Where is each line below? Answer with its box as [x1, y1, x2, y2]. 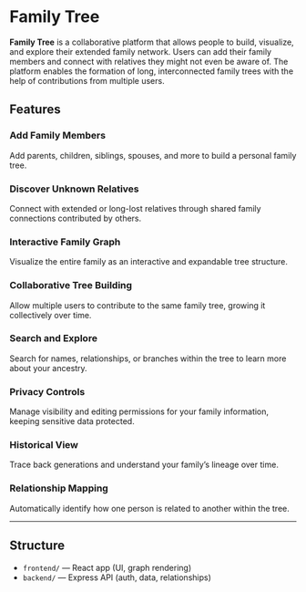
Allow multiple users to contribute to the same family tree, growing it [9, 299, 266, 311]
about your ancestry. [9, 362, 88, 373]
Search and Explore [9, 332, 98, 345]
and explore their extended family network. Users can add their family [9, 46, 271, 57]
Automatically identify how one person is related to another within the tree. [9, 503, 290, 514]
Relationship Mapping [9, 482, 109, 494]
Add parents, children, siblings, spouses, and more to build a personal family [9, 150, 297, 161]
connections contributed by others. [9, 213, 142, 223]
